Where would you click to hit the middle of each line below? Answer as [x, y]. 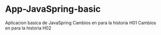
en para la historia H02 [28, 28]
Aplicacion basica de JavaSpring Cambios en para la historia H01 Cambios [81, 23]
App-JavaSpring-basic [53, 9]
